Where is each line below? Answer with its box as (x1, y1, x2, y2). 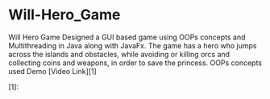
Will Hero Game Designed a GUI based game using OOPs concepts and (8, 32, 246, 42)
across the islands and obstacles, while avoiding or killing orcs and (8, 49, 231, 59)
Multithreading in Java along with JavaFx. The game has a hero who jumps (8, 40, 257, 50)
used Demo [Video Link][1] (8, 66, 97, 76)
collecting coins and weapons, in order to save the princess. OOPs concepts (8, 58, 262, 68)
